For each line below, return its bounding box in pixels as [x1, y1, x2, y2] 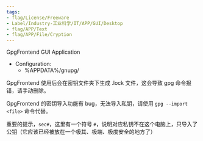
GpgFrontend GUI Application [6, 48, 80, 56]
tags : [6, 9, 20, 15]
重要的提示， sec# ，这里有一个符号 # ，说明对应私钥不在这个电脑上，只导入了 [6, 120, 198, 128]
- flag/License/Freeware [6, 15, 69, 21]
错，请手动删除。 [6, 87, 49, 95]
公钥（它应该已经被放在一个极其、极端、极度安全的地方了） [6, 128, 156, 136]
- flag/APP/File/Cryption [6, 32, 72, 38]
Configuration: [15, 60, 52, 68]
